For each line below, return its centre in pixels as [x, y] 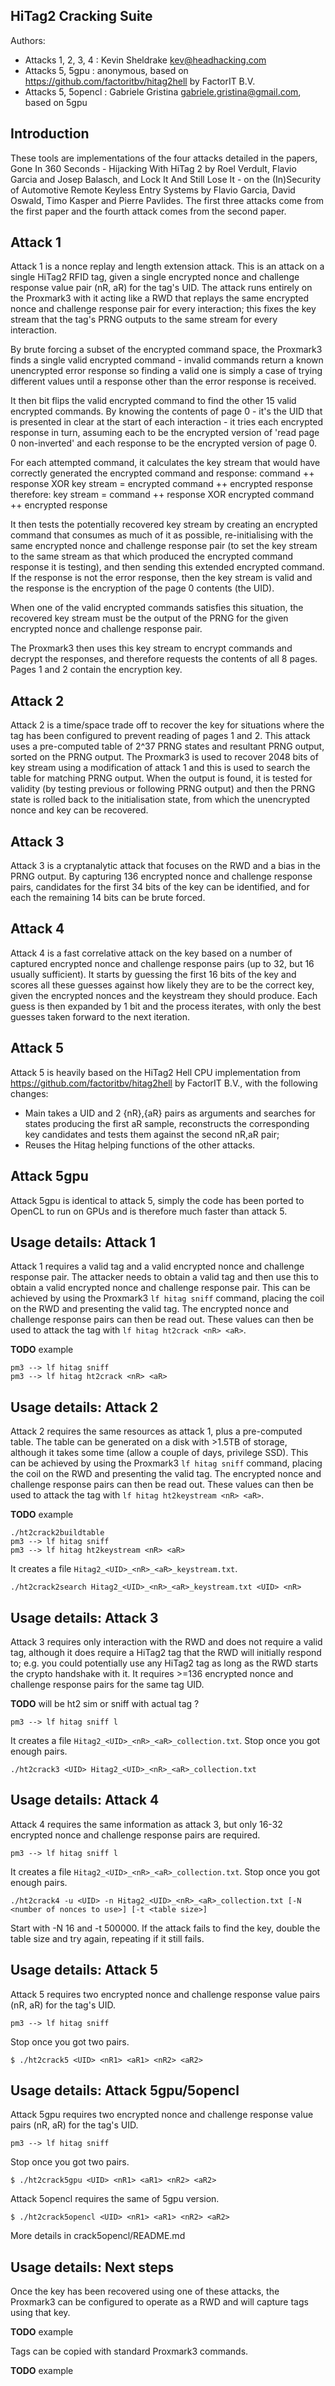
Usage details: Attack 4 [85, 1800]
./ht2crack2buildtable [57, 1533]
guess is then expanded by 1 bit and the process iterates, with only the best [166, 1006]
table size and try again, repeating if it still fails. [107, 1938]
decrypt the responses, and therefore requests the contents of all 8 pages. [164, 659]
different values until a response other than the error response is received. [163, 381]
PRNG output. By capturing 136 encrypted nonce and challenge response [161, 876]
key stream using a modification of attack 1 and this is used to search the [160, 768]
